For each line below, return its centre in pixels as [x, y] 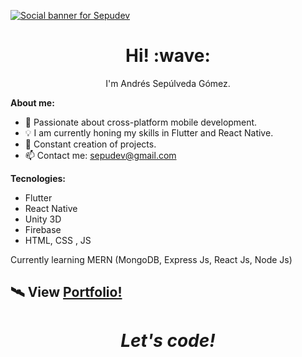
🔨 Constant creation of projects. [90, 144]
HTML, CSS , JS [58, 240]
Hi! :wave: [168, 56]
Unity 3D [43, 219]
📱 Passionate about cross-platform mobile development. [141, 122]
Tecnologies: [38, 178]
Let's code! [168, 340]
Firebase [43, 229]
